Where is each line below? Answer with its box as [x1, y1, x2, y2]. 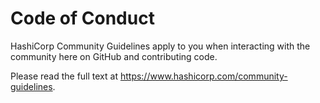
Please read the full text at [10, 70, 118, 82]
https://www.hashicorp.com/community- [119, 70, 288, 82]
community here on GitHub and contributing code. [10, 50, 218, 62]
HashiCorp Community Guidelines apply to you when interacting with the [10, 40, 311, 52]
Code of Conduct [10, 7, 155, 30]
